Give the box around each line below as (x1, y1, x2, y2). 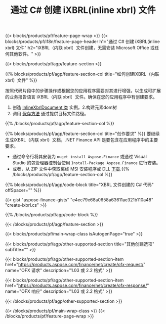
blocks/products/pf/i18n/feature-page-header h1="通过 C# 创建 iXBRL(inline (5, 39, 160, 45)
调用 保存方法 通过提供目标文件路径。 (12, 111, 89, 117)
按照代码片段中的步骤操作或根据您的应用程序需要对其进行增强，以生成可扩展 (5, 88, 161, 94)
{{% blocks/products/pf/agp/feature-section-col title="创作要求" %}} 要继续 (5, 131, 160, 137)
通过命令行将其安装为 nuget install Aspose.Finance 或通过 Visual (12, 154, 147, 160)
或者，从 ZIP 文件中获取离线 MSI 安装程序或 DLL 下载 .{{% (12, 166, 129, 172)
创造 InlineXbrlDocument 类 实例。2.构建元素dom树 (12, 104, 117, 110)
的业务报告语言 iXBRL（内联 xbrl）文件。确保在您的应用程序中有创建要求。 (5, 94, 157, 100)
